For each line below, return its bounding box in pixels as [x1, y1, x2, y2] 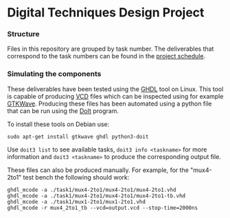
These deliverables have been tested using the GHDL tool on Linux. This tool [7, 84, 224, 93]
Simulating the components [7, 69, 102, 79]
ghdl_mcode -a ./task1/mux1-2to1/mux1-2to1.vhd [7, 198, 146, 205]
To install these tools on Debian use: [7, 120, 110, 128]
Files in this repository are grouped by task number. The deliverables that [7, 45, 214, 53]
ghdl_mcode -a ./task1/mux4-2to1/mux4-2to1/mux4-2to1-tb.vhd [7, 192, 186, 199]
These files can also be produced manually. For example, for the [7, 166, 189, 174]
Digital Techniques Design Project [7, 5, 205, 21]
